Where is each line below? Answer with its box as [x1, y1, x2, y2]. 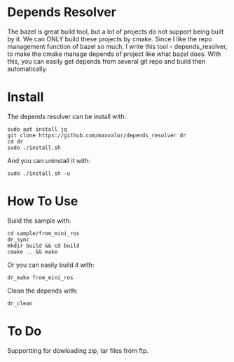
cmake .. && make [7, 248, 58, 256]
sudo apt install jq [7, 125, 68, 133]
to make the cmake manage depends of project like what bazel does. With [7, 50, 221, 58]
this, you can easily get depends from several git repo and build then [7, 57, 206, 65]
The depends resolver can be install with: [7, 112, 127, 120]
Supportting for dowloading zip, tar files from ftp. [7, 346, 149, 354]
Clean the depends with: [7, 286, 78, 295]
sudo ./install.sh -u [7, 169, 71, 177]
